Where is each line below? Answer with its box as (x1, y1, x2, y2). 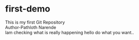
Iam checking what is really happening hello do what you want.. (5, 29, 134, 35)
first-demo (5, 3, 50, 14)
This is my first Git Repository (5, 19, 65, 25)
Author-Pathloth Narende (5, 24, 57, 30)
